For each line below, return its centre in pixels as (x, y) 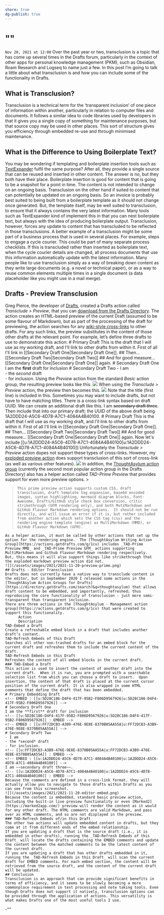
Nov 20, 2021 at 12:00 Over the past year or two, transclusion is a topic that (82, 52)
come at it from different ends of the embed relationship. (68, 827)
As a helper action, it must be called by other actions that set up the (82, 535)
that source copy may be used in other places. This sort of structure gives (80, 126)
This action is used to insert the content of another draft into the (79, 668)
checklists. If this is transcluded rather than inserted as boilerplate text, (77, 247)
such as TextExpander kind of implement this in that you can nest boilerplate (82, 216)
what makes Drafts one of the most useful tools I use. (63, 900)
